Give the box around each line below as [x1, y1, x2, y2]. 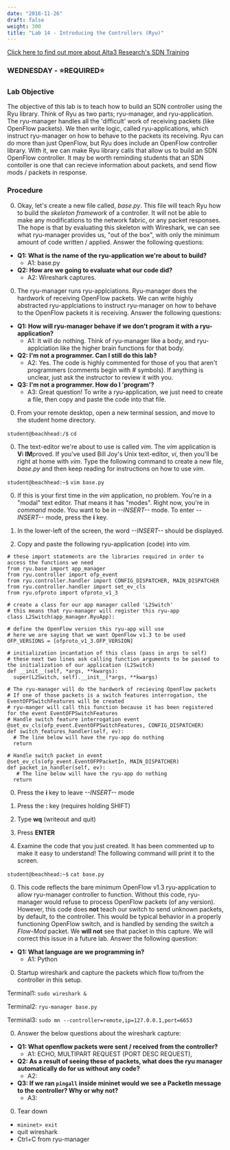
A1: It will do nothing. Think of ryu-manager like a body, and [27, 336, 196, 345]
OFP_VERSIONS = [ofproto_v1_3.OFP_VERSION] [7, 637, 134, 644]
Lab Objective [7, 87, 55, 96]
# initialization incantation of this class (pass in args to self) [7, 649, 207, 657]
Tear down [16, 1107, 48, 1115]
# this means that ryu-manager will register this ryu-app [7, 607, 180, 614]
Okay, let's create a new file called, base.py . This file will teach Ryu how [16, 201, 221, 209]
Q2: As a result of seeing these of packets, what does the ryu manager [16, 1057, 223, 1065]
